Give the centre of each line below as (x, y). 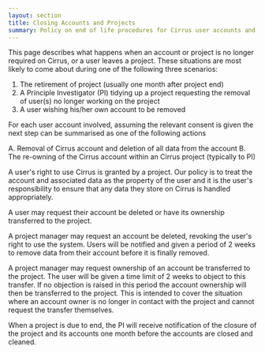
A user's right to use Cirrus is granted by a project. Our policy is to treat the (131, 172)
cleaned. (22, 342)
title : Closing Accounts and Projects (72, 23)
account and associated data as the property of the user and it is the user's (131, 180)
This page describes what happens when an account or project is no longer (131, 53)
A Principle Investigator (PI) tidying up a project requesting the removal (135, 93)
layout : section (35, 15)
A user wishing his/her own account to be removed (103, 110)
